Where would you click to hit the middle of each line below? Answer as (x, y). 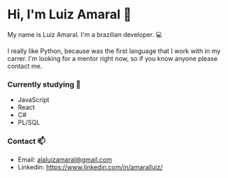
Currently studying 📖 (44, 84)
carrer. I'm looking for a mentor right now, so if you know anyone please (113, 58)
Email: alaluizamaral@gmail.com (65, 160)
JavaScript (33, 100)
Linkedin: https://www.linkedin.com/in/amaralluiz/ (90, 167)
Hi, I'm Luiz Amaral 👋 (70, 15)
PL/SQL (29, 123)
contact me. (25, 66)
